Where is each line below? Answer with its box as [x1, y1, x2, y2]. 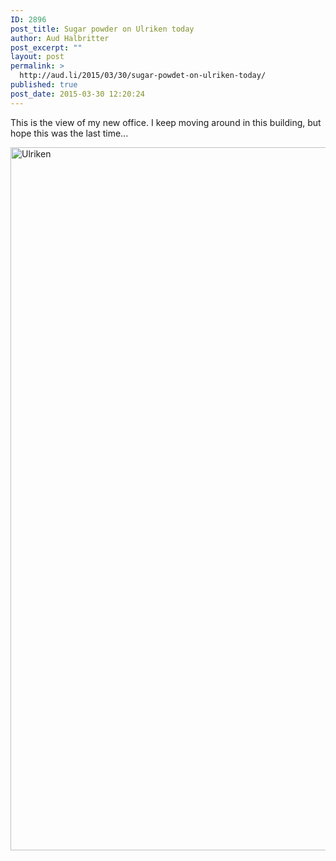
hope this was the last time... [10, 127, 129, 139]
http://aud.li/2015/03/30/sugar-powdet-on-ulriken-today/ [19, 71, 267, 81]
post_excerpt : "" [10, 42, 83, 53]
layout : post [10, 52, 65, 62]
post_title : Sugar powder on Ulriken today [10, 24, 195, 34]
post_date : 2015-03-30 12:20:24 [10, 89, 145, 99]
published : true [10, 80, 78, 90]
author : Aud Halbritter [10, 33, 110, 43]
